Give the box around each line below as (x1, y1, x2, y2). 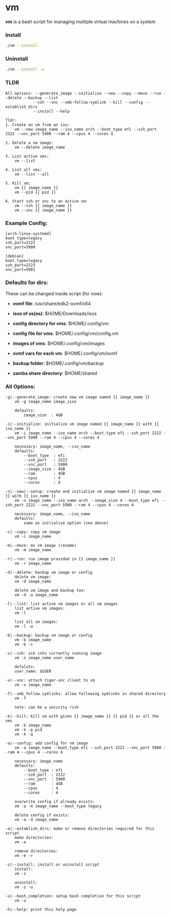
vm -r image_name (14, 561, 52, 566)
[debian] (5, 253, 24, 258)
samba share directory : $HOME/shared (12, 370, 97, 377)
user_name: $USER (14, 669, 52, 674)
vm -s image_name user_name (14, 656, 74, 661)
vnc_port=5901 (5, 267, 36, 272)
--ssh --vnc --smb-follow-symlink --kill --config (32, 100, 143, 105)
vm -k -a (14, 732, 33, 737)
